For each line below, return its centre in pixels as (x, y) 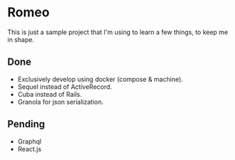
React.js (29, 149)
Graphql (29, 141)
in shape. (21, 39)
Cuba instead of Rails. (50, 94)
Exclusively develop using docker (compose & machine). (100, 79)
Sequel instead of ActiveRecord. (65, 87)
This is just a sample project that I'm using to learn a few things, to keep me (118, 32)
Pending (26, 124)
